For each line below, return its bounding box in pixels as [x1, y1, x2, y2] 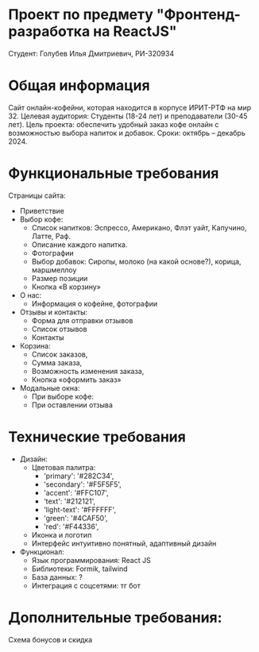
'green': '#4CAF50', [43, 513, 108, 523]
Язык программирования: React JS [31, 555, 151, 565]
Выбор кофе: [19, 214, 64, 224]
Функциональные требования [8, 164, 219, 183]
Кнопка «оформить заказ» [31, 375, 122, 384]
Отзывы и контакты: [19, 307, 88, 317]
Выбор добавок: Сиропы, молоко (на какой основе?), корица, [31, 257, 242, 266]
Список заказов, [31, 349, 88, 359]
